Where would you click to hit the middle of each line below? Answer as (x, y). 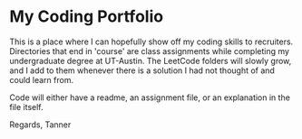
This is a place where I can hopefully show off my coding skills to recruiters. (151, 42)
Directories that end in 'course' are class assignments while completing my (150, 51)
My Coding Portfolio (87, 17)
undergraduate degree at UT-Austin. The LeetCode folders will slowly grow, (151, 60)
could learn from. (42, 79)
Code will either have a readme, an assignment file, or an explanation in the (150, 97)
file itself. (26, 107)
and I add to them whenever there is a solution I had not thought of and (142, 70)
